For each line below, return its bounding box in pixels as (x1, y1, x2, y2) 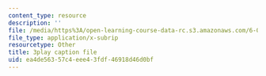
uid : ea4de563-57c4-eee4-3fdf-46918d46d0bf (8, 56, 154, 64)
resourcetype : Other (8, 41, 77, 49)
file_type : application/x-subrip (8, 33, 119, 42)
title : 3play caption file (8, 48, 97, 56)
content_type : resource (8, 11, 87, 20)
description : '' (8, 19, 62, 27)
